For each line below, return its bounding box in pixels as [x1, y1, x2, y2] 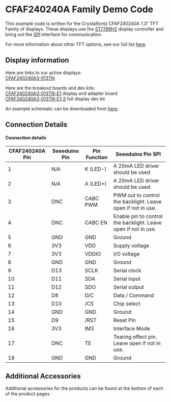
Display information [5, 56, 69, 65]
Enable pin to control [113, 213, 163, 220]
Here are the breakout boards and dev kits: [5, 85, 95, 91]
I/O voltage [113, 250, 140, 258]
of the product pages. [5, 391, 51, 397]
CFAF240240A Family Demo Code [5, 4, 154, 15]
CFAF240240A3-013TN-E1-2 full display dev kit [5, 95, 105, 102]
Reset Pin [113, 317, 136, 324]
